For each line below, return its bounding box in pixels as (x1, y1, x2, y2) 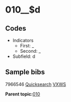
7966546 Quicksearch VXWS (5, 81, 66, 87)
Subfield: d (12, 53, 35, 59)
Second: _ (20, 48, 41, 54)
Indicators (12, 37, 34, 43)
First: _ (20, 43, 34, 49)
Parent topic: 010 (5, 91, 40, 97)
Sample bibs (5, 68, 45, 76)
